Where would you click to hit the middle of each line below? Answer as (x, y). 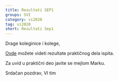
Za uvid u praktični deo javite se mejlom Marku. (55, 63)
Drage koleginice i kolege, (33, 43)
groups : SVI (18, 15)
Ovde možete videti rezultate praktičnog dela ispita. (60, 53)
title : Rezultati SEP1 (29, 10)
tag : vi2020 (18, 24)
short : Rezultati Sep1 (29, 29)
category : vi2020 (24, 19)
